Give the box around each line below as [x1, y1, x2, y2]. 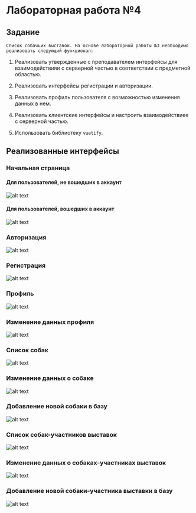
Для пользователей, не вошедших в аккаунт [6, 178, 122, 186]
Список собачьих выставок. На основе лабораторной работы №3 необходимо [6, 43, 189, 48]
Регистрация [6, 261, 46, 270]
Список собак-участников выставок [6, 430, 117, 439]
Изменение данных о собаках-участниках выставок [6, 459, 166, 467]
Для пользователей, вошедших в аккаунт [6, 205, 115, 213]
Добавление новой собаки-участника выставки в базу [6, 487, 173, 495]
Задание [6, 27, 40, 37]
